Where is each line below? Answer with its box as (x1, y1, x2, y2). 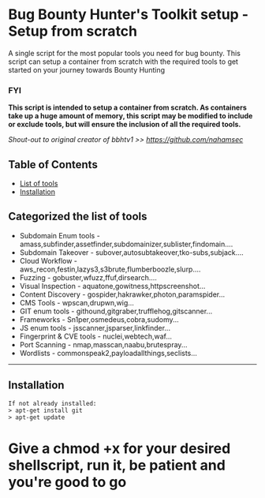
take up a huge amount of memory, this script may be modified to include (8, 111, 253, 121)
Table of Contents (8, 158, 99, 171)
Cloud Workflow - (19, 256, 77, 265)
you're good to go (8, 473, 127, 491)
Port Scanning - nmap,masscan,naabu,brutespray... (19, 339, 188, 349)
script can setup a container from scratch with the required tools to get (8, 57, 239, 66)
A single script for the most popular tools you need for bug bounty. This (8, 48, 241, 58)
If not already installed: (8, 399, 97, 407)
